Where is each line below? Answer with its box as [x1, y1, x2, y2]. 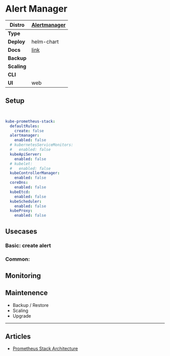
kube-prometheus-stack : [5, 118, 56, 124]
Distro [9, 21, 25, 28]
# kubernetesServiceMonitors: [10, 142, 73, 147]
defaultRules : [10, 124, 39, 129]
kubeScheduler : [10, 199, 42, 204]
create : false [14, 128, 44, 133]
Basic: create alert [5, 242, 52, 249]
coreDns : [10, 180, 28, 185]
